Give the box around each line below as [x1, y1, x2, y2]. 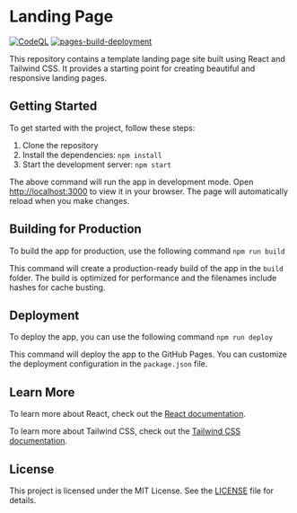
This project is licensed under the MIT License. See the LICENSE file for [9, 485, 275, 496]
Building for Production [9, 222, 142, 237]
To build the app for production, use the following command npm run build [9, 245, 285, 256]
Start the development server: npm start [22, 159, 172, 170]
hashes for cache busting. [9, 281, 106, 293]
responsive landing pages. [9, 72, 108, 83]
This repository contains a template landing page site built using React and [9, 53, 285, 64]
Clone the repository [22, 139, 99, 150]
